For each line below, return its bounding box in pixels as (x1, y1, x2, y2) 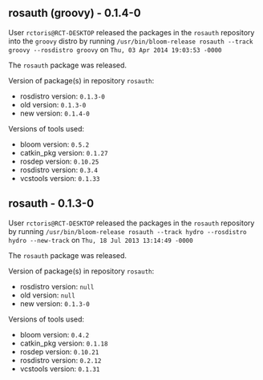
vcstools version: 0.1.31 (19, 364, 100, 374)
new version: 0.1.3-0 (19, 298, 90, 308)
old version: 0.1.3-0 (19, 99, 87, 109)
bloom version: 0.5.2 (19, 139, 90, 149)
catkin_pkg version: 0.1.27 (19, 148, 108, 157)
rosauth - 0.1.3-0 (8, 196, 95, 211)
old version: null (19, 290, 76, 300)
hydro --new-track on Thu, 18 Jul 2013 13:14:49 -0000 (8, 235, 194, 245)
